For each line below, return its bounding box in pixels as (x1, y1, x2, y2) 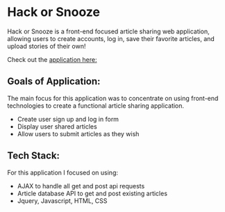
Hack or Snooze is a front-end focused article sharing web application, (7, 27, 210, 35)
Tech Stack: (7, 150, 60, 162)
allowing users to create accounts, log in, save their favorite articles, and (7, 34, 215, 42)
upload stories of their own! (7, 42, 86, 50)
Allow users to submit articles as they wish (17, 129, 140, 138)
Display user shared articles (17, 122, 97, 131)
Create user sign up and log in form (17, 115, 119, 123)
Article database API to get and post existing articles (17, 189, 168, 197)
